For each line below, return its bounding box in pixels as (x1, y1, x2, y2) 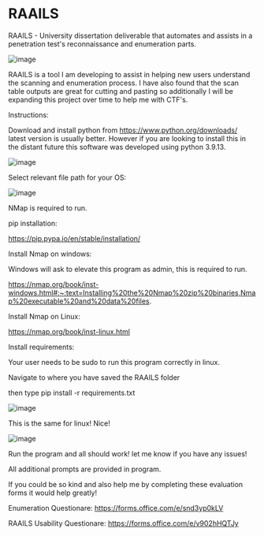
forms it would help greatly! (8, 488, 97, 497)
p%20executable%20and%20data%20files (8, 296, 150, 306)
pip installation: (8, 218, 58, 228)
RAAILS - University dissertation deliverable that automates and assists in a (8, 31, 253, 40)
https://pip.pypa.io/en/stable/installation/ (8, 233, 141, 243)
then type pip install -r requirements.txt (8, 388, 136, 397)
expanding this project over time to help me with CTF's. (8, 95, 188, 104)
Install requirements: (8, 342, 75, 352)
